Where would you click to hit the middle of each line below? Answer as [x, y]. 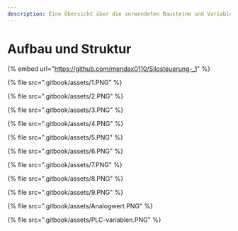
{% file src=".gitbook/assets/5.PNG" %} [66, 137]
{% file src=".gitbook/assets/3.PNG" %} [66, 110]
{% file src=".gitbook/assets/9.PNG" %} [66, 192]
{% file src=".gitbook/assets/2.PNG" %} [66, 96]
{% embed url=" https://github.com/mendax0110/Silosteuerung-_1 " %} [109, 69]
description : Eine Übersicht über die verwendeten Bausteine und [106, 14]
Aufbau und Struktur [69, 49]
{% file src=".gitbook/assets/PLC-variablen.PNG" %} [84, 220]
